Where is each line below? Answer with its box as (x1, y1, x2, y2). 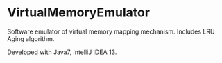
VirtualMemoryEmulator (7, 5, 151, 21)
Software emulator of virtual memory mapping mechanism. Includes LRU (7, 27, 215, 36)
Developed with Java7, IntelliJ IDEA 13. (7, 48, 117, 56)
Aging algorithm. (7, 34, 55, 42)
